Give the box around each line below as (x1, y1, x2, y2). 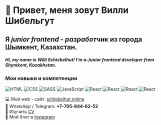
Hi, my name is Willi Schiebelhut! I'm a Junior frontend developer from (5, 57, 154, 63)
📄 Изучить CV (5, 108, 35, 114)
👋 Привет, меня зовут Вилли (5, 4, 129, 16)
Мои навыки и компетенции (5, 74, 77, 81)
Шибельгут (5, 15, 55, 26)
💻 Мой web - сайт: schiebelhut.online (5, 96, 84, 102)
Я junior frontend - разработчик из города (5, 35, 142, 43)
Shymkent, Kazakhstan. (5, 62, 56, 68)
